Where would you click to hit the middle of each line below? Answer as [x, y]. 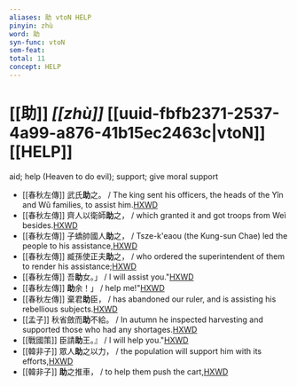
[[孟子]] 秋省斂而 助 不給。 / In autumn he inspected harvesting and [143, 319]
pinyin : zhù [31, 26]
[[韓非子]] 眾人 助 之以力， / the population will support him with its [142, 351]
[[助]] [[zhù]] [57, 114]
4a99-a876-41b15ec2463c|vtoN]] [137, 133]
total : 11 [27, 59]
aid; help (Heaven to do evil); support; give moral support [114, 176]
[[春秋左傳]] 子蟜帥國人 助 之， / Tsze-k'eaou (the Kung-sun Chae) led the [155, 235]
